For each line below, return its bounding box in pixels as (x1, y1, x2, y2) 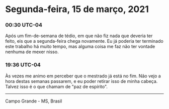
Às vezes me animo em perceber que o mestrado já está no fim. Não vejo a (5, 73, 161, 79)
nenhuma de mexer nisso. (5, 49, 59, 55)
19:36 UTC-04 (5, 61, 41, 68)
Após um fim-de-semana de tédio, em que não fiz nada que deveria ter (5, 33, 153, 39)
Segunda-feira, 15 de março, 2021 (5, 4, 149, 15)
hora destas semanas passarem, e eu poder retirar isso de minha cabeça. (5, 78, 158, 84)
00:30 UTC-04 (5, 22, 43, 29)
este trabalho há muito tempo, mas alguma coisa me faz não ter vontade (5, 44, 155, 50)
